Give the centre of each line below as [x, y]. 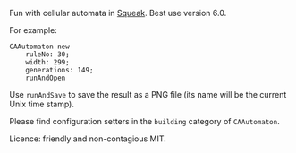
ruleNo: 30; [47, 55]
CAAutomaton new [39, 47]
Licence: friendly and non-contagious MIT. [88, 139]
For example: [34, 30]
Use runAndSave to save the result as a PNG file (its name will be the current [148, 94]
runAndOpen [46, 78]
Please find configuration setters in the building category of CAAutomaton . [144, 121]
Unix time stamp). [42, 104]
